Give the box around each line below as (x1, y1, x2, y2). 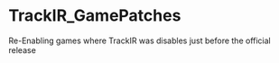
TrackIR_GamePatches (8, 5, 181, 26)
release (8, 44, 37, 55)
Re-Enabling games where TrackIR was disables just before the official (8, 35, 272, 46)
